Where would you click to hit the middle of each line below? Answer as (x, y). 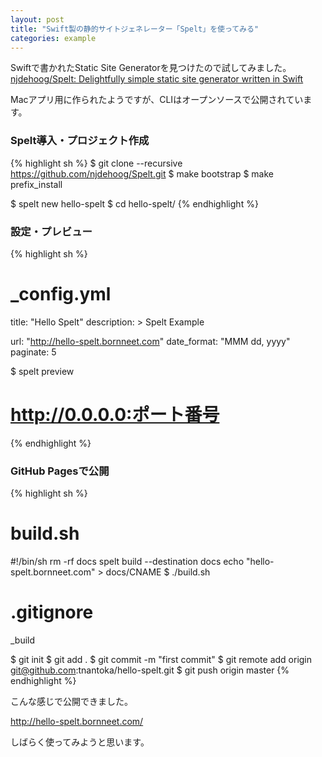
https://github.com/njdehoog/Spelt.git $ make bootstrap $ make (142, 173)
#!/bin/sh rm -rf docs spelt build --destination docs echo (127, 562)
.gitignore (52, 612)
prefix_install (36, 184)
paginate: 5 (33, 352)
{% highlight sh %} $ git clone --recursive (96, 163)
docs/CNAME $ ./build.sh (158, 572)
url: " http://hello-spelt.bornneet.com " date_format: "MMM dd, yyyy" (150, 341)
